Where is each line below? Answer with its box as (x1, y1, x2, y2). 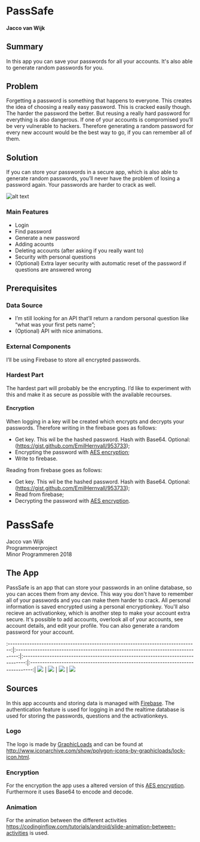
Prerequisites (6, 283, 57, 293)
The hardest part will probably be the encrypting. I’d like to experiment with (6, 384, 191, 391)
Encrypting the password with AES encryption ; (14, 449, 130, 455)
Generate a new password (14, 234, 80, 241)
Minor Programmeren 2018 (6, 551, 72, 558)
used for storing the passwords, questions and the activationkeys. (6, 712, 169, 719)
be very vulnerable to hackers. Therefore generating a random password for (6, 123, 194, 130)
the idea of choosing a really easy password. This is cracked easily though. (6, 104, 192, 111)
